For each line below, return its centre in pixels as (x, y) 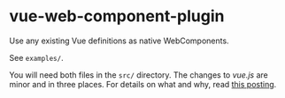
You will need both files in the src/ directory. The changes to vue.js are (139, 75)
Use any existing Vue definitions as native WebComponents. (119, 41)
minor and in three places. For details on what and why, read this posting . (143, 84)
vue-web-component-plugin (117, 16)
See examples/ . (36, 57)
